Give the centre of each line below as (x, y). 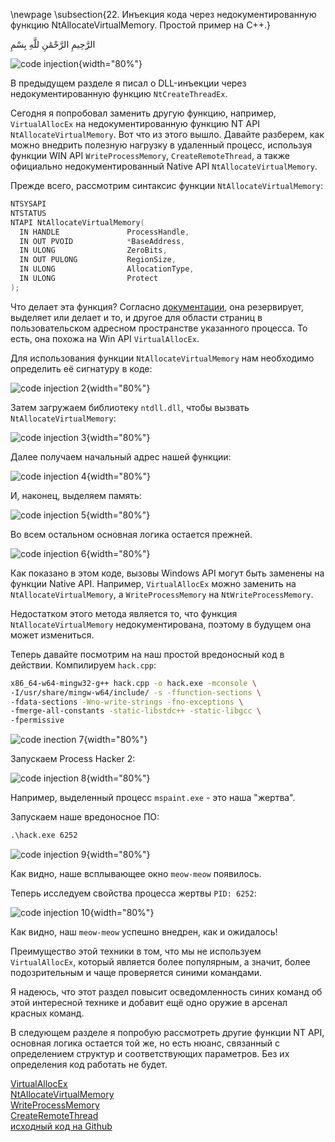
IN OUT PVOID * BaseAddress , (102, 241)
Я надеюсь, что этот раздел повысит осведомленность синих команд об (166, 992)
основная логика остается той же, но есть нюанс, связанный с (145, 1043)
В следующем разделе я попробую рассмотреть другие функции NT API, (167, 1032)
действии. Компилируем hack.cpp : (83, 665)
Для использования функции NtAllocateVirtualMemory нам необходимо (162, 358)
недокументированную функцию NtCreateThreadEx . (119, 93)
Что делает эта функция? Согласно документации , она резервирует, (157, 306)
